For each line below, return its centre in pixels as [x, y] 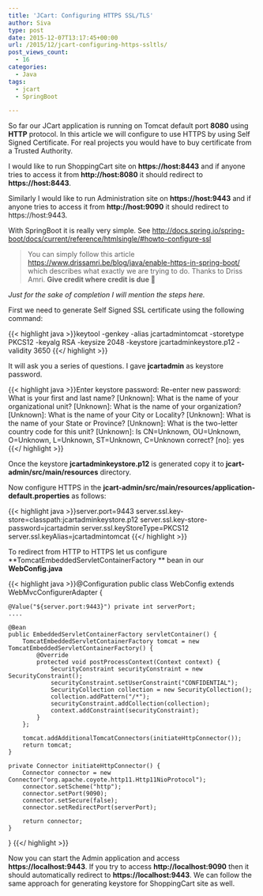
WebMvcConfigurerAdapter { [55, 592]
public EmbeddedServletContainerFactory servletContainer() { [113, 635]
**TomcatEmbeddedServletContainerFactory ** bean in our [106, 560]
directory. [116, 472]
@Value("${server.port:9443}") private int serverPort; [102, 607]
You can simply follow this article [81, 255]
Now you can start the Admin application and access [94, 858]
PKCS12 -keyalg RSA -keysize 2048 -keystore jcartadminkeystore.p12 [122, 342]
